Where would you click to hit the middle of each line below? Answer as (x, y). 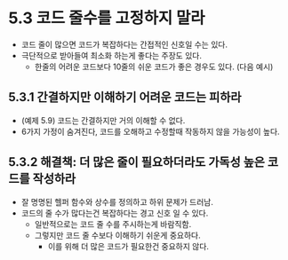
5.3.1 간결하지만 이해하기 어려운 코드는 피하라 (125, 97)
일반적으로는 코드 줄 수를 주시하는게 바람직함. (113, 224)
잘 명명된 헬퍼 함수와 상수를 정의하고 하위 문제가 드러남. (117, 201)
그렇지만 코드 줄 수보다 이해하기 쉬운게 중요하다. (117, 235)
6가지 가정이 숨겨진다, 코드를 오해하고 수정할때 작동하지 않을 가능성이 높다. (151, 131)
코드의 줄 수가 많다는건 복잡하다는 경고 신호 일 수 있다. (115, 213)
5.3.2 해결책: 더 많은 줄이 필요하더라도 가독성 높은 (137, 162)
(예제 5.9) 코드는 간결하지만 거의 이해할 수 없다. (103, 120)
